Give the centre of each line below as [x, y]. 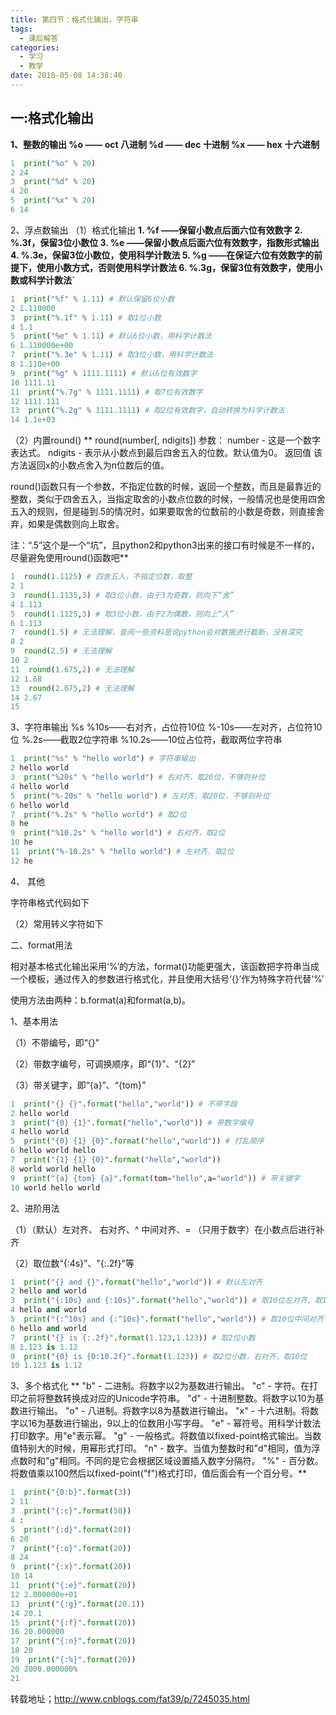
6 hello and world [48, 1328]
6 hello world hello [53, 1151]
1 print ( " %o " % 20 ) [53, 163]
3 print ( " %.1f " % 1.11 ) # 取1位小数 [86, 317]
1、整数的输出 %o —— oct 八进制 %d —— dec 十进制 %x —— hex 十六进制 [165, 144]
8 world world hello [53, 1169]
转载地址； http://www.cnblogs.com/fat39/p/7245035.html [130, 1698]
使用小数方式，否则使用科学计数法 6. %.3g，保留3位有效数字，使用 [175, 267]
